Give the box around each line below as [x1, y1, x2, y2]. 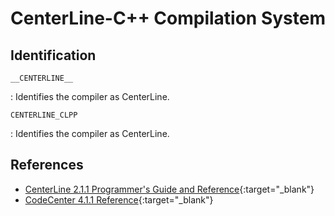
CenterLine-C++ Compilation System [10, 7, 326, 30]
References [10, 157, 84, 174]
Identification [10, 47, 97, 64]
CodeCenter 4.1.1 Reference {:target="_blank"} [24, 193, 214, 206]
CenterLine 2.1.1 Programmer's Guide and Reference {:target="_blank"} [24, 183, 315, 195]
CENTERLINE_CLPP [10, 110, 78, 120]
